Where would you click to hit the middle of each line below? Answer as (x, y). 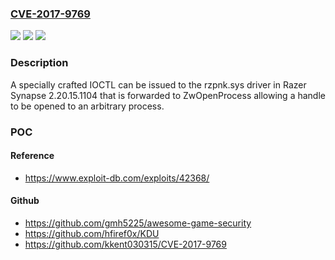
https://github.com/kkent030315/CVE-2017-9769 (125, 244)
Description (39, 63)
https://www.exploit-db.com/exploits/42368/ (117, 178)
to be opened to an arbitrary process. (87, 106)
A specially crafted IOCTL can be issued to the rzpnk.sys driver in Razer (158, 84)
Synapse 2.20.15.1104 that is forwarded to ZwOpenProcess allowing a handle (168, 95)
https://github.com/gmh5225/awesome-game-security (138, 223)
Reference (32, 156)
